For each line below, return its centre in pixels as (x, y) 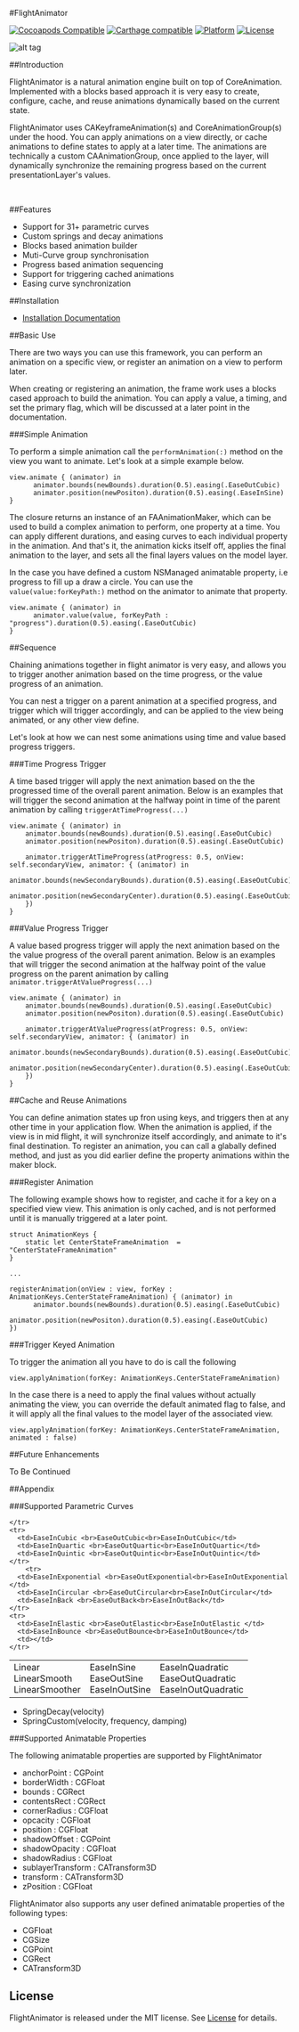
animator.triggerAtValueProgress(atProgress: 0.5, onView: (137, 1029)
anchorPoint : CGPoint (63, 1773)
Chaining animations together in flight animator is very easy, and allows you (148, 665)
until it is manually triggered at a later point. (89, 1218)
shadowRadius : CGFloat (67, 1858)
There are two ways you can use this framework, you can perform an (136, 352)
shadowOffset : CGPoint (66, 1839)
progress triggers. (42, 747)
